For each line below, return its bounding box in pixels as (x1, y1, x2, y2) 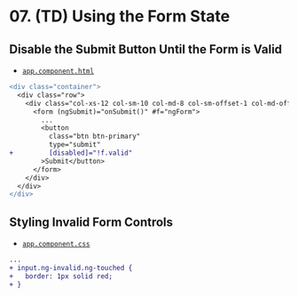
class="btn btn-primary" (48, 132, 141, 141)
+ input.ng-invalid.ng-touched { (9, 263, 133, 272)
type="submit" (48, 140, 101, 149)
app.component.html (21, 67, 95, 76)
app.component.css (21, 240, 90, 249)
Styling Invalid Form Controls (9, 214, 174, 229)
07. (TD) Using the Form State (9, 6, 231, 27)
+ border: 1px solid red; (9, 271, 114, 281)
